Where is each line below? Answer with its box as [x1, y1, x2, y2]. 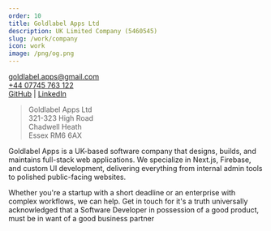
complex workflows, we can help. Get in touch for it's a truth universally [8, 196, 248, 206]
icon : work [8, 42, 45, 50]
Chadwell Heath [28, 122, 83, 131]
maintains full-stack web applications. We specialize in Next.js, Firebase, [8, 155, 252, 165]
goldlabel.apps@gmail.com [8, 72, 100, 81]
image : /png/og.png [8, 49, 75, 58]
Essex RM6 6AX [28, 130, 83, 140]
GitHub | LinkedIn [8, 89, 67, 98]
